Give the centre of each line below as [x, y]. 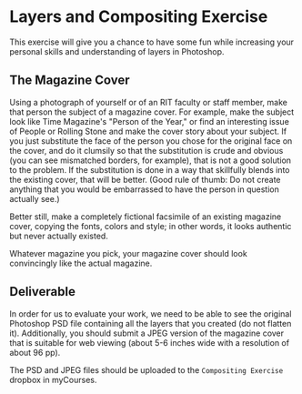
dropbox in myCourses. [53, 379]
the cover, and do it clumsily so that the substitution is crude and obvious [146, 150]
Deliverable [42, 292]
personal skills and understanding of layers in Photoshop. [117, 51]
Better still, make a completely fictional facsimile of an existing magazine [146, 217]
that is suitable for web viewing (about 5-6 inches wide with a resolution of [149, 342]
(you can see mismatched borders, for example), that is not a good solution [151, 160]
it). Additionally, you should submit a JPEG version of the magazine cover [147, 333]
